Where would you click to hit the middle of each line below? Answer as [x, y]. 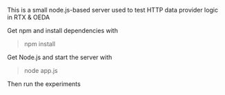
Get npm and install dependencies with [63, 31]
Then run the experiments [44, 84]
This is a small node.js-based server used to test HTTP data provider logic [113, 10]
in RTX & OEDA [29, 17]
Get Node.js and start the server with [60, 57]
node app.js [41, 71]
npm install [40, 44]
